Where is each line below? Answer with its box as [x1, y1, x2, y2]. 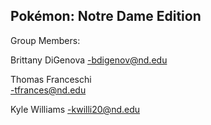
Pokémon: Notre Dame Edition [10, 8, 202, 25]
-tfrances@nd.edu [10, 84, 87, 96]
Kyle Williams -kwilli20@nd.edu [10, 103, 141, 115]
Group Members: [10, 34, 81, 46]
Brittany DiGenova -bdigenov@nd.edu [10, 54, 168, 66]
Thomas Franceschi [10, 73, 92, 85]
